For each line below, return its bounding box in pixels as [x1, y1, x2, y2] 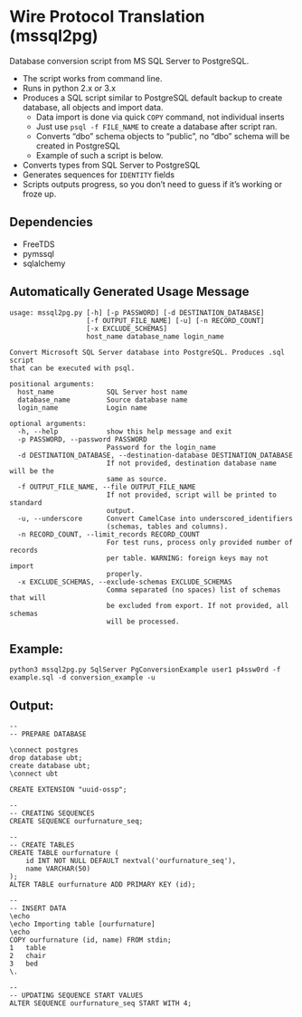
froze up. [22, 188, 57, 199]
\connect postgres [9, 746, 79, 755]
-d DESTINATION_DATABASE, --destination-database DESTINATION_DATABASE [17, 451, 294, 460]
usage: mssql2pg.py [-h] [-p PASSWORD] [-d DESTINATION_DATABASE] [9, 308, 265, 318]
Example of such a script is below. [35, 149, 164, 160]
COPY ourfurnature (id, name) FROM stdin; [9, 936, 172, 945]
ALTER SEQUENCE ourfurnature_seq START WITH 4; [9, 999, 193, 1008]
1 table [9, 944, 47, 953]
